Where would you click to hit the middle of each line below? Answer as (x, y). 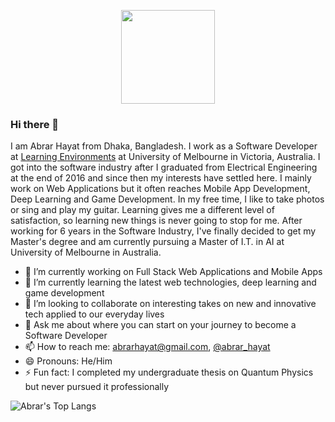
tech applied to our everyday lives (94, 314)
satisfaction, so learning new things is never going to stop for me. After (156, 221)
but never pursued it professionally (97, 387)
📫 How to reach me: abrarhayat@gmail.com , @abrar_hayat (147, 347)
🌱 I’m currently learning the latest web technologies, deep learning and (170, 282)
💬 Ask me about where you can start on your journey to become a (160, 325)
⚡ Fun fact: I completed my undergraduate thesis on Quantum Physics (169, 372)
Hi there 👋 (35, 124)
